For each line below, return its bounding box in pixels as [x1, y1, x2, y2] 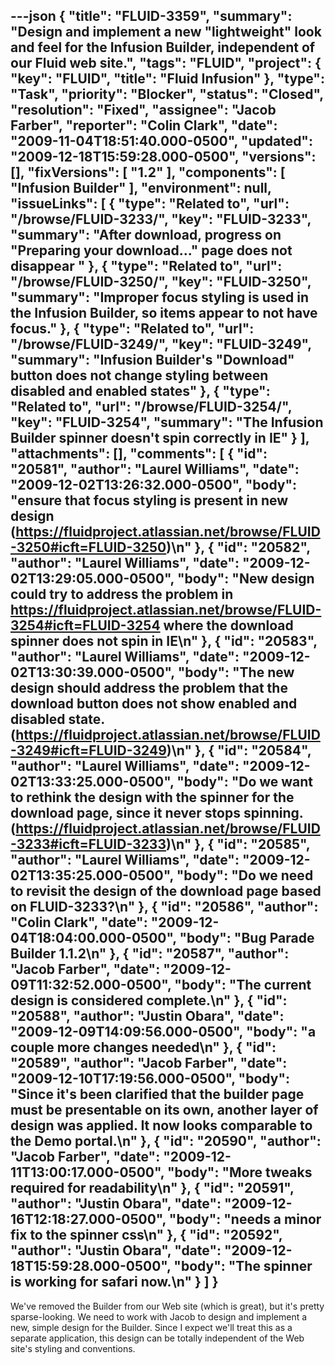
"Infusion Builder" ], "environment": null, [10, 180, 272, 197]
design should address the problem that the [10, 680, 288, 697]
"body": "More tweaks [167, 1164, 313, 1181]
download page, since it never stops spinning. [10, 805, 304, 822]
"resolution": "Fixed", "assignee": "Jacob [10, 102, 277, 119]
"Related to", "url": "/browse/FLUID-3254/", [10, 399, 293, 416]
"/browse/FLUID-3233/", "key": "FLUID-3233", [10, 211, 312, 228]
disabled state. [10, 711, 105, 728]
